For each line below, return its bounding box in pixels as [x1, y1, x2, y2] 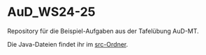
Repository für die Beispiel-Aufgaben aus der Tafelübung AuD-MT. [7, 27, 199, 35]
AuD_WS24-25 [7, 4, 96, 20]
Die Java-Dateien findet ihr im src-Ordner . [7, 40, 128, 48]
